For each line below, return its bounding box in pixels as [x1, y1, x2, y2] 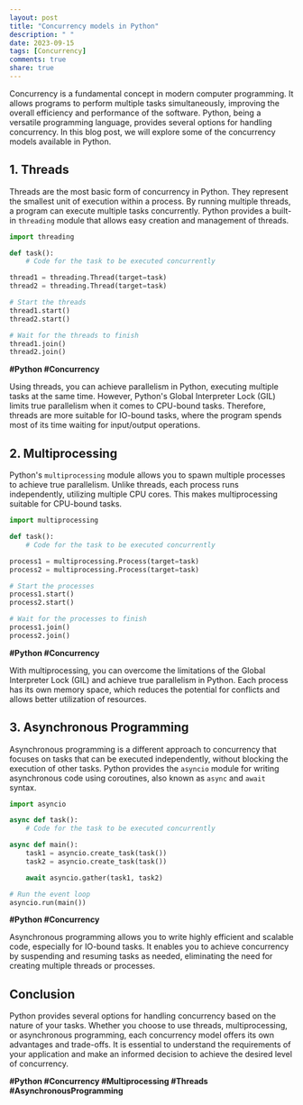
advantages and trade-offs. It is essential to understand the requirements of [9, 1039, 291, 1050]
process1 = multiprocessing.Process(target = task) [9, 556, 200, 566]
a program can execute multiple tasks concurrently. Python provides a [9, 205, 271, 216]
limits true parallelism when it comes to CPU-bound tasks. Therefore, [9, 400, 266, 411]
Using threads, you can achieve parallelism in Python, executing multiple [9, 381, 280, 392]
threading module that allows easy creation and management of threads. [17, 215, 289, 225]
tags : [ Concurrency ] [9, 47, 87, 56]
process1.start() [9, 589, 75, 599]
